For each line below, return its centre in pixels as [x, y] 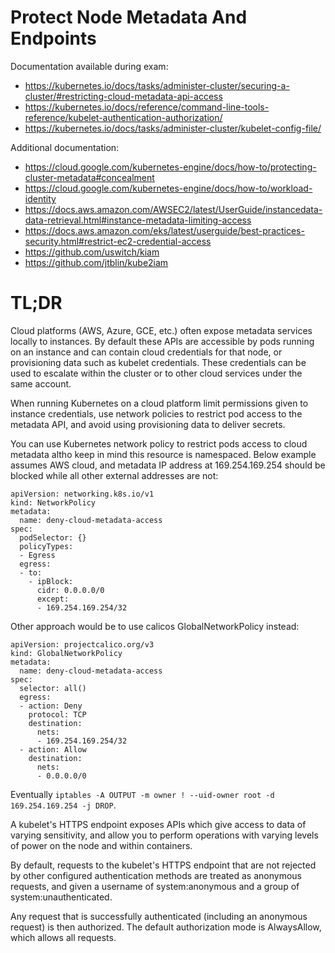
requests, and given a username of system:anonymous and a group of [155, 886]
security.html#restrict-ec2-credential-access [118, 241]
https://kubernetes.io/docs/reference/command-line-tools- [147, 107]
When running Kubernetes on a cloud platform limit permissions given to [159, 403]
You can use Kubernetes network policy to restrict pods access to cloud [159, 443]
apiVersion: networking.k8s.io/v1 [82, 494]
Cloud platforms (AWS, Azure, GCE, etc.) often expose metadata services [161, 330]
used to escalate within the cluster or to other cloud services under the [156, 373]
